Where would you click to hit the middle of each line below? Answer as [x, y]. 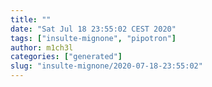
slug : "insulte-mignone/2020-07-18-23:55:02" [106, 66]
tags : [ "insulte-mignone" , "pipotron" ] [93, 38]
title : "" [31, 19]
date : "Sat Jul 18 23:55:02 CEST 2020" [93, 29]
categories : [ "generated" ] [66, 57]
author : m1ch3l [42, 47]
